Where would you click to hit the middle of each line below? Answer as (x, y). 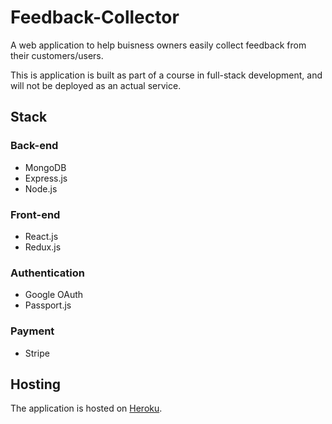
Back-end (34, 146)
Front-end (35, 214)
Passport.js (48, 305)
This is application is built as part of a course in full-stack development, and (166, 75)
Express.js (46, 178)
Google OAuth (54, 295)
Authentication (47, 273)
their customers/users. (57, 55)
